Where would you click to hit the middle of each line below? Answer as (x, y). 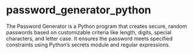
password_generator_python (79, 10)
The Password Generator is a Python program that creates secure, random (96, 26)
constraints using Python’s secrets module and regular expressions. (88, 45)
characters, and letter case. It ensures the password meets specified (89, 38)
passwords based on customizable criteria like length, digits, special (89, 32)
